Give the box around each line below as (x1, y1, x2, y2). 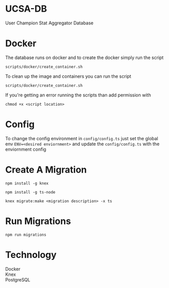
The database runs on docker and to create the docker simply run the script (5, 54, 164, 60)
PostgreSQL (5, 276, 30, 282)
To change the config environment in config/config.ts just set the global (5, 135, 158, 141)
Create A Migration (5, 164, 87, 175)
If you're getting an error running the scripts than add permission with (5, 92, 151, 98)
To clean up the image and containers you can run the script (5, 73, 131, 79)
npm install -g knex (5, 181, 49, 186)
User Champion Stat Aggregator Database (5, 20, 94, 26)
